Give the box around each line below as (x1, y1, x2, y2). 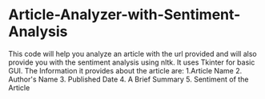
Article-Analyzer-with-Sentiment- (8, 6, 241, 24)
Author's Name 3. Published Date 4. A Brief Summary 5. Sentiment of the (8, 74, 249, 84)
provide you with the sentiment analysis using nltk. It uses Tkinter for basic (8, 57, 255, 67)
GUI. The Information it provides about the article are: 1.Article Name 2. (8, 65, 243, 75)
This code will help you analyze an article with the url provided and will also (8, 49, 258, 58)
